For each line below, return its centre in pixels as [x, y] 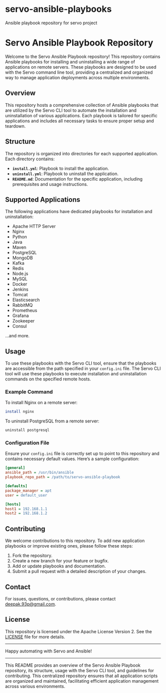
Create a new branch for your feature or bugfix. [61, 561]
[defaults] [16, 486]
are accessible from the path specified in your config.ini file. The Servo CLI [83, 369]
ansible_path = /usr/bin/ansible [40, 473]
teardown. [16, 126]
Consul [20, 326]
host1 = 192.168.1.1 [26, 509]
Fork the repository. [32, 555]
